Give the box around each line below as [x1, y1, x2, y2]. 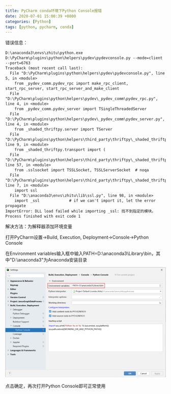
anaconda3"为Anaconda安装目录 [17, 257, 88, 263]
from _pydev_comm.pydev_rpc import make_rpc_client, [14, 81, 129, 86]
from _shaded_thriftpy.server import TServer [14, 127, 113, 132]
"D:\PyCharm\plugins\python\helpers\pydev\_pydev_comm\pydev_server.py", [5, 117, 165, 122]
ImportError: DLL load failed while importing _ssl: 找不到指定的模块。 [5, 209, 156, 214]
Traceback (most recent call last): [5, 66, 83, 71]
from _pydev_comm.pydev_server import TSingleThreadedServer [14, 107, 147, 112]
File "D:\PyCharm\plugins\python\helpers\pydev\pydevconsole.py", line [10, 71, 165, 76]
